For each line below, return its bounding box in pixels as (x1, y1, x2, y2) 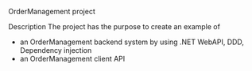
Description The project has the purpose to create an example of (8, 22, 221, 31)
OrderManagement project (8, 7, 95, 16)
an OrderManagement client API (19, 54, 126, 63)
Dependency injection (19, 46, 92, 54)
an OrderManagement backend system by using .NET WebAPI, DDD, (19, 37, 245, 47)
